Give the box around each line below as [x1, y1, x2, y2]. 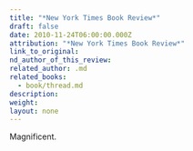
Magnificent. [9, 131, 57, 142]
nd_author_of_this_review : [9, 55, 112, 65]
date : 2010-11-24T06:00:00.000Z [9, 30, 132, 39]
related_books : [9, 73, 67, 82]
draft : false [9, 22, 59, 31]
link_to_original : [9, 47, 79, 56]
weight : [9, 97, 39, 107]
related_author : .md [9, 65, 88, 74]
